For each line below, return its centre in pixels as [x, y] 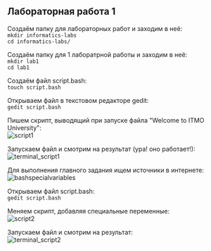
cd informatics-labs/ [39, 42]
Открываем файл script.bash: [51, 191]
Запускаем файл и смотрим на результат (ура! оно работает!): [101, 149]
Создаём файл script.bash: [47, 80]
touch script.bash [34, 87]
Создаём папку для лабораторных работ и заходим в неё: [95, 28]
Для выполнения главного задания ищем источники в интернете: [105, 170]
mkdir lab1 [23, 61]
